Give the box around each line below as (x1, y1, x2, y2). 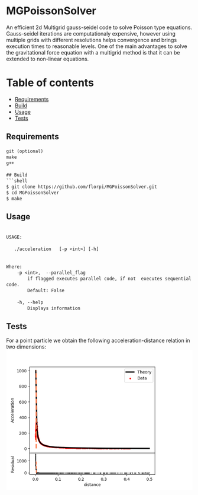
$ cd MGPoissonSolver (6, 190, 60, 196)
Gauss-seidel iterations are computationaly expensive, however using (6, 30, 176, 37)
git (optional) (6, 148, 44, 154)
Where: (6, 264, 22, 270)
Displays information (27, 305, 81, 311)
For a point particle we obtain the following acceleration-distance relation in (6, 337, 190, 344)
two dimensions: (6, 343, 46, 350)
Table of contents (6, 76, 95, 90)
